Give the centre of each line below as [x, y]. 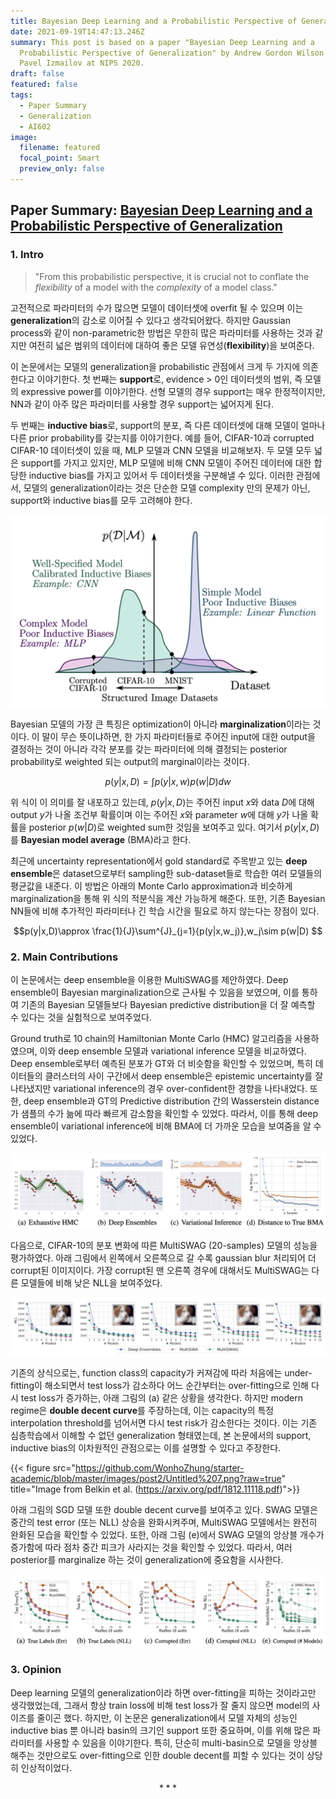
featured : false [44, 85]
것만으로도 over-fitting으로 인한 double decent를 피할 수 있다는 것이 [170, 1755]
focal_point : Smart [60, 158]
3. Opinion [36, 1670]
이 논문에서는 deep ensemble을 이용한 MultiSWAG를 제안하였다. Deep [149, 979]
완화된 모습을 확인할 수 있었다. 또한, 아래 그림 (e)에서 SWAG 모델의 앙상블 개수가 [167, 1535]
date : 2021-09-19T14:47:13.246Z [77, 31]
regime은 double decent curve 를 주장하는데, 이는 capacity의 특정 [142, 1411]
